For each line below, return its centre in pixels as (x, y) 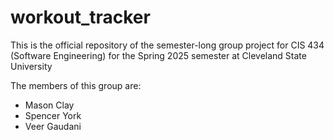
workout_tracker (80, 17)
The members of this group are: (76, 85)
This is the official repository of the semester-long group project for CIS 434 (167, 45)
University (31, 66)
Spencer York (53, 115)
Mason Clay (49, 105)
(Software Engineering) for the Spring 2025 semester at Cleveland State (158, 55)
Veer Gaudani (53, 126)
